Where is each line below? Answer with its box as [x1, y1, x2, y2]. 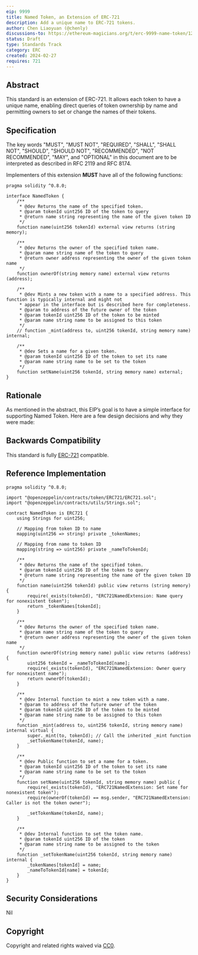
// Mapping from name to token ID [16, 541, 101, 547]
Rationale [6, 390, 42, 400]
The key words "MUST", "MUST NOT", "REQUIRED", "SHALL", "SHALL [6, 141, 177, 148]
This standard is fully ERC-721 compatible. [6, 451, 109, 458]
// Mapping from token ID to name [16, 526, 101, 532]
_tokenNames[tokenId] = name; [27, 862, 101, 868]
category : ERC [6, 47, 41, 53]
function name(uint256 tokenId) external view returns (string [16, 224, 176, 231]
